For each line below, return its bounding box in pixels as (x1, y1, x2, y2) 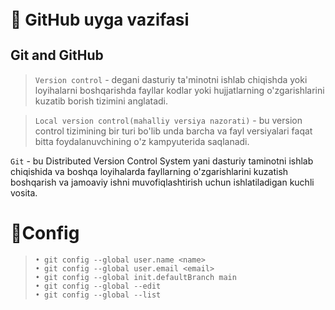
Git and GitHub (10, 47, 104, 64)
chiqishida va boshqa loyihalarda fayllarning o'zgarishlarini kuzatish (10, 165, 289, 177)
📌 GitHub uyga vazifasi (10, 10, 190, 30)
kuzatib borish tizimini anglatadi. (34, 95, 169, 107)
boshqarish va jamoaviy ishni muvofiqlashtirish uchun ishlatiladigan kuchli (10, 176, 315, 188)
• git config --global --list (34, 290, 162, 300)
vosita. (10, 186, 38, 199)
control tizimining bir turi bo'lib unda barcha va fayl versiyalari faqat (34, 125, 313, 137)
